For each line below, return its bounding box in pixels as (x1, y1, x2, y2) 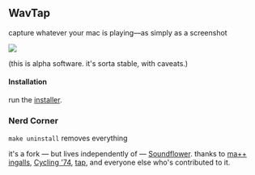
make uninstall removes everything (8, 133, 128, 144)
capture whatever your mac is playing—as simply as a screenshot (8, 27, 228, 37)
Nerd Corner (8, 115, 59, 126)
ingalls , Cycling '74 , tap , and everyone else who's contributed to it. (8, 157, 231, 168)
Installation (8, 77, 47, 87)
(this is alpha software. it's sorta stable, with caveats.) (8, 58, 189, 68)
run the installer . (8, 95, 62, 105)
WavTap (8, 6, 51, 20)
